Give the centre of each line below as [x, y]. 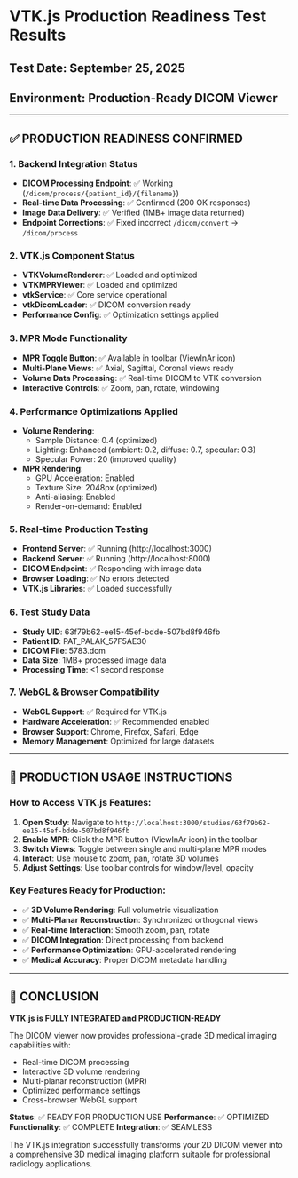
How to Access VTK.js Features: [80, 803]
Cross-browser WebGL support [79, 1100]
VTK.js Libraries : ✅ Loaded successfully [97, 589]
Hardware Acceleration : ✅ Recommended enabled [116, 721]
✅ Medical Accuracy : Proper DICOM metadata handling [125, 959]
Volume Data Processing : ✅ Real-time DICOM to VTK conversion [141, 378]
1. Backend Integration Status [74, 163]
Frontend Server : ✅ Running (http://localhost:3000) [117, 549]
